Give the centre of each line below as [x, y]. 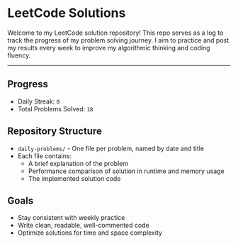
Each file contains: [45, 156]
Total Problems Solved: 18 [55, 109]
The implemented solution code [74, 178]
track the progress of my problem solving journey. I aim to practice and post [118, 40]
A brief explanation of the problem [78, 163]
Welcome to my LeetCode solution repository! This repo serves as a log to [115, 33]
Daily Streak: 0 [39, 101]
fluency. [19, 55]
